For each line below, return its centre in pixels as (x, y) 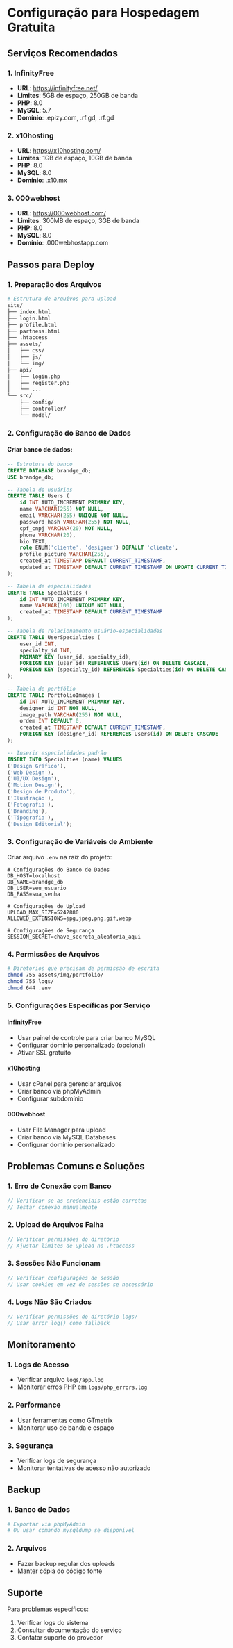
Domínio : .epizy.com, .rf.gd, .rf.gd (66, 117)
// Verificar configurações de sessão (63, 1278)
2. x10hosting (31, 135)
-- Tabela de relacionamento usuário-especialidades (85, 631)
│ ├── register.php (38, 383)
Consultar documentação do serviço (70, 1630)
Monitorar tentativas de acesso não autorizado (84, 1468)
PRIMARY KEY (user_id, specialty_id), (76, 657)
